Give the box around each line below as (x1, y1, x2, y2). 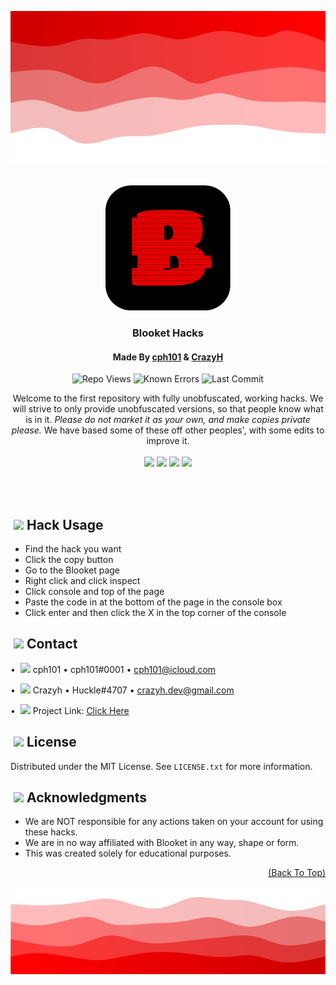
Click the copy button (24, 554, 114, 566)
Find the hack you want (24, 543, 122, 555)
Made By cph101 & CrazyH (112, 351, 224, 363)
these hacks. (24, 826, 78, 838)
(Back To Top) (268, 867, 326, 879)
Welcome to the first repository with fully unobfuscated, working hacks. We (12, 392, 324, 405)
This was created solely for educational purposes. (24, 847, 232, 860)
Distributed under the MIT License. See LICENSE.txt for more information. (10, 760, 313, 772)
